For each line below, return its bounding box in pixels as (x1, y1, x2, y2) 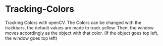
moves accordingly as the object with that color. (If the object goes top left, (5, 30, 159, 36)
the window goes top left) (5, 35, 57, 41)
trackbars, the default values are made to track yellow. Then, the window (5, 24, 154, 30)
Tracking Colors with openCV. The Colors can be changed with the (5, 20, 142, 25)
